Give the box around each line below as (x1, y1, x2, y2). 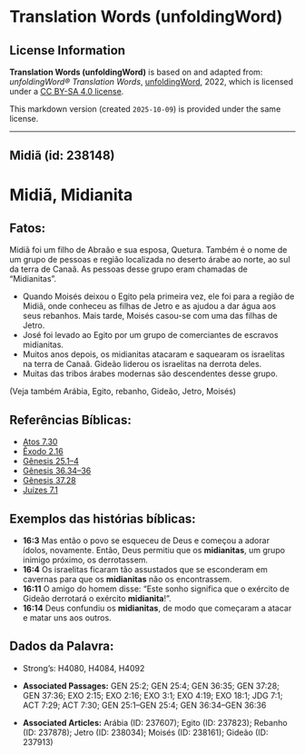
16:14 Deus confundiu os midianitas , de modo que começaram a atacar (22, 602, 292, 614)
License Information (9, 43, 125, 58)
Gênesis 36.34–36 (22, 465, 92, 476)
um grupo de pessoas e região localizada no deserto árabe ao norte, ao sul (9, 254, 290, 265)
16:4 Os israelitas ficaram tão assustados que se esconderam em (22, 564, 268, 575)
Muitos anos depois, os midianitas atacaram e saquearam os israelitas (22, 349, 286, 360)
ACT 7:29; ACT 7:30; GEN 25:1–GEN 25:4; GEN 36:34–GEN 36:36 (22, 700, 267, 710)
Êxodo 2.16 (22, 446, 64, 457)
